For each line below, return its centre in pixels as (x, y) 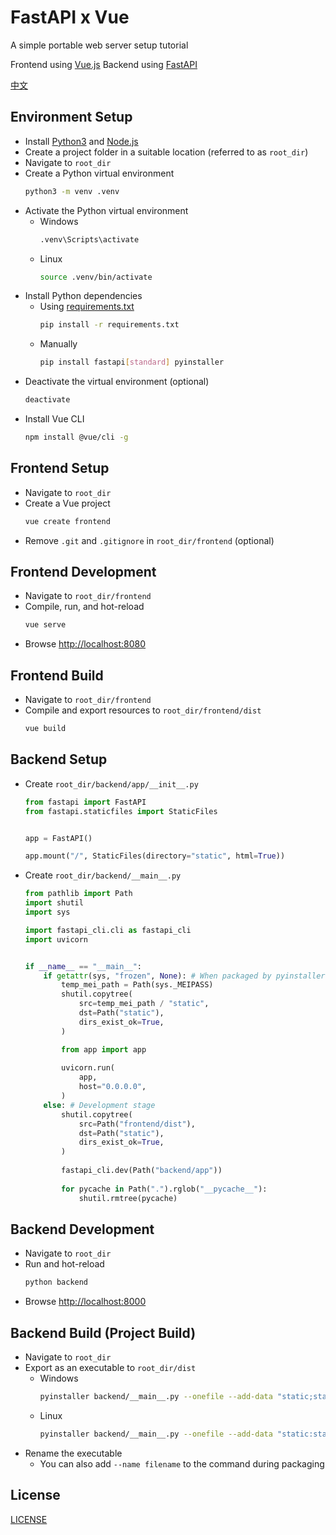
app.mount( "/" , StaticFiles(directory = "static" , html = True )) (155, 856)
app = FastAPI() (58, 838)
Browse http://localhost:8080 (85, 644)
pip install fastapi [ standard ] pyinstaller (132, 362)
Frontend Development (83, 571)
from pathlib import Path (78, 894)
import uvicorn (56, 939)
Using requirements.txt (87, 307)
